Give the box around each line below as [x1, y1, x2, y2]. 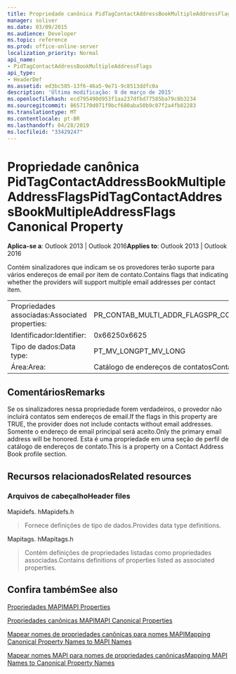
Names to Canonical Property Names [7, 658, 115, 667]
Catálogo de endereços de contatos [93, 362, 212, 372]
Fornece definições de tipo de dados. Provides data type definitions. [24, 521, 221, 529]
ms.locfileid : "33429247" [7, 128, 83, 135]
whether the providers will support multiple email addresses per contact [7, 278, 216, 286]
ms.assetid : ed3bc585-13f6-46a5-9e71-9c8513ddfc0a [7, 82, 159, 90]
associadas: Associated [11, 310, 87, 320]
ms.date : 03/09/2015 [7, 23, 68, 30]
